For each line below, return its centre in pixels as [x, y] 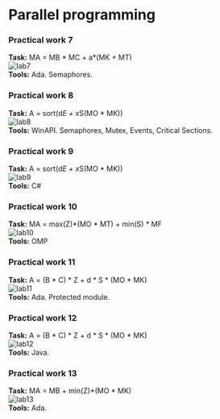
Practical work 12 [43, 317]
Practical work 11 [42, 262]
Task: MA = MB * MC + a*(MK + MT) [71, 57]
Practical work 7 [41, 40]
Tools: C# [25, 186]
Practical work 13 [43, 373]
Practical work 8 [41, 96]
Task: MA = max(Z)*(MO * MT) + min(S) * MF [85, 224]
